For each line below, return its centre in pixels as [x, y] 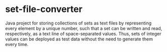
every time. [17, 44]
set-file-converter [44, 9]
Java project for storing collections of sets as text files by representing [78, 23]
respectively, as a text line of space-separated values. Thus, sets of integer [83, 33]
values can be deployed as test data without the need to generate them [79, 39]
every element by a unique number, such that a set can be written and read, [84, 28]
